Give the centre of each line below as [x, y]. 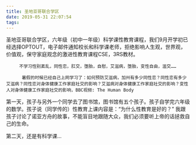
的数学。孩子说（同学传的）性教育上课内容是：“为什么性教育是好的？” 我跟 [96, 109]
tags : [13, 22]
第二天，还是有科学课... [34, 136]
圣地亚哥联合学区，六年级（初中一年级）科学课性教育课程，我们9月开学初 [94, 40]
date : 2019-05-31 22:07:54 [39, 17]
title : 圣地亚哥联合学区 [33, 11]
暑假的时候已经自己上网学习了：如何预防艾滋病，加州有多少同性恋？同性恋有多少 [104, 78]
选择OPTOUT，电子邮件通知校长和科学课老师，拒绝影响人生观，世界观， [98, 47]
